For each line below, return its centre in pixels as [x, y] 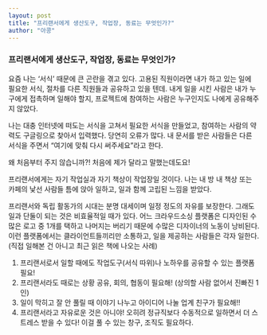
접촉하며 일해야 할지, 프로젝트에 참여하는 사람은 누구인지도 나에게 [130, 98]
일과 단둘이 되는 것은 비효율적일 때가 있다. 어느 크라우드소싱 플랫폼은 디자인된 [128, 216]
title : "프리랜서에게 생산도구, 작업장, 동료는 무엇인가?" [92, 23]
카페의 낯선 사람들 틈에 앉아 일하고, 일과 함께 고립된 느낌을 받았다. [110, 189]
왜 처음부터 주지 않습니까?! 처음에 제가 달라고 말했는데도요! [99, 162]
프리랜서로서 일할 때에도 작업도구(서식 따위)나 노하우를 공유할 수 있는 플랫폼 [137, 263]
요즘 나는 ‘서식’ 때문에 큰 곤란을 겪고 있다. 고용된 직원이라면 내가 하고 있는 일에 [130, 78]
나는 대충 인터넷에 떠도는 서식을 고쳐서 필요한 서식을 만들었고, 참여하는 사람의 [128, 125]
